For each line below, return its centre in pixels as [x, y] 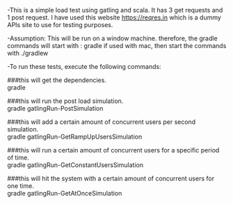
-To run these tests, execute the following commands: [84, 66]
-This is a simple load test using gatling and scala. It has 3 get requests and [115, 10]
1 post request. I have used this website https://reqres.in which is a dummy [114, 17]
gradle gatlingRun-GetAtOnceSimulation [65, 193]
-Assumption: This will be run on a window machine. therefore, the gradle [112, 38]
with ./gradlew [28, 53]
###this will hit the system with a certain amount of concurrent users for [111, 178]
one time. [21, 186]
